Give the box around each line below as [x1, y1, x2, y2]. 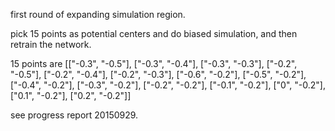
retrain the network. [10, 39, 92, 50]
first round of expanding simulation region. [10, 9, 186, 20]
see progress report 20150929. [10, 109, 139, 121]
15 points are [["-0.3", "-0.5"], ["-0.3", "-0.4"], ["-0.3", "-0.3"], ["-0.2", [10, 58, 298, 69]
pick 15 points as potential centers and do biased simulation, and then [10, 28, 298, 39]
